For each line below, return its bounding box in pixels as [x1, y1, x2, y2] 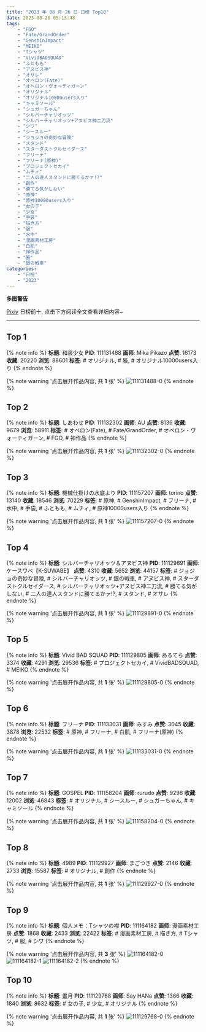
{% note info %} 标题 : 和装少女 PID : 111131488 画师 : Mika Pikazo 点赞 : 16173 [6, 349, 197, 356]
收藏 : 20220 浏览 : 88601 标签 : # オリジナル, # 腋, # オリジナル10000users [6, 357, 193, 364]
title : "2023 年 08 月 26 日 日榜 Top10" [6, 9, 109, 15]
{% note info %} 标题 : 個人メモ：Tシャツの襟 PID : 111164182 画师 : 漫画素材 [6, 922, 194, 929]
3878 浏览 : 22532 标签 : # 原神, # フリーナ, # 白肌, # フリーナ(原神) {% [6, 728, 184, 735]
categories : [6, 266, 37, 272]
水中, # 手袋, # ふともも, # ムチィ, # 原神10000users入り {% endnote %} [6, 505, 189, 512]
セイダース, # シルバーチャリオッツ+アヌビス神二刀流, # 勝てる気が [27, 583, 197, 589]
